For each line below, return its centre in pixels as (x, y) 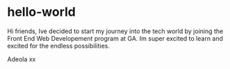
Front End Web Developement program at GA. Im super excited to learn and (115, 38)
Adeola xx (22, 59)
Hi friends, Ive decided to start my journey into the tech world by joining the (115, 31)
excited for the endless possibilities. (58, 46)
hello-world (42, 12)
